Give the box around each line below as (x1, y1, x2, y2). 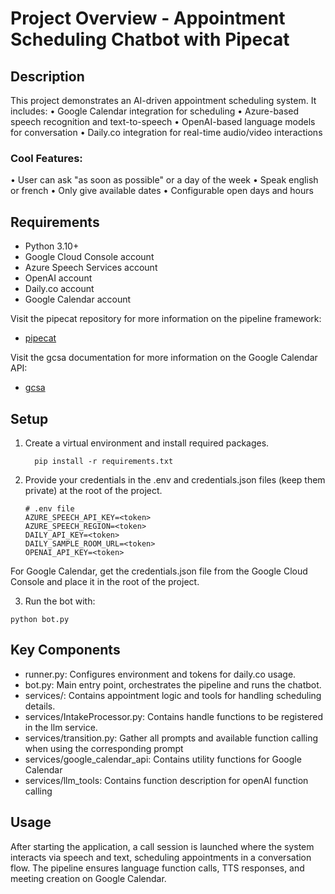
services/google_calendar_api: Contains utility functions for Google (24, 753, 302, 765)
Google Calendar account (24, 293, 132, 306)
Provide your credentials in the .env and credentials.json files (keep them (24, 473, 326, 486)
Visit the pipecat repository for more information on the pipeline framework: (10, 313, 322, 325)
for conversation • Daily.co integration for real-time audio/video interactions (10, 127, 323, 138)
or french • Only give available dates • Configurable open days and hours (10, 185, 314, 197)
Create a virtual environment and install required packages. (24, 437, 270, 449)
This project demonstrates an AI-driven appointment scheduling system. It (10, 95, 317, 106)
